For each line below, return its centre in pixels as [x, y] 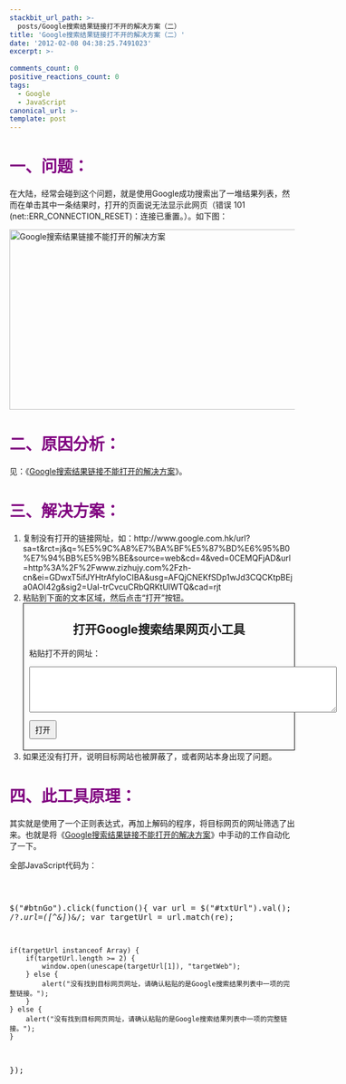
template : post [38, 119]
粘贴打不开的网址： [65, 653]
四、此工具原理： [73, 796]
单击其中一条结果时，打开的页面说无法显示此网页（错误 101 [135, 205]
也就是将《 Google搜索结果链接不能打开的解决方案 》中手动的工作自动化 [158, 835]
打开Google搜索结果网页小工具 [159, 630]
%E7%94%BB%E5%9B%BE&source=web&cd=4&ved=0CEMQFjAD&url [157, 558]
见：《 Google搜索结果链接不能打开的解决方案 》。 [98, 471]
